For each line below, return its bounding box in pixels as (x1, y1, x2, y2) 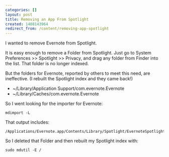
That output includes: (5, 119, 49, 125)
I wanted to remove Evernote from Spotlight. (5, 40, 97, 46)
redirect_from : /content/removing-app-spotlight (5, 26, 109, 31)
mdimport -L (5, 111, 30, 116)
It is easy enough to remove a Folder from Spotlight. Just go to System (5, 50, 152, 56)
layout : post (5, 12, 33, 17)
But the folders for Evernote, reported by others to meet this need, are (5, 70, 150, 76)
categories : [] (5, 7, 37, 13)
